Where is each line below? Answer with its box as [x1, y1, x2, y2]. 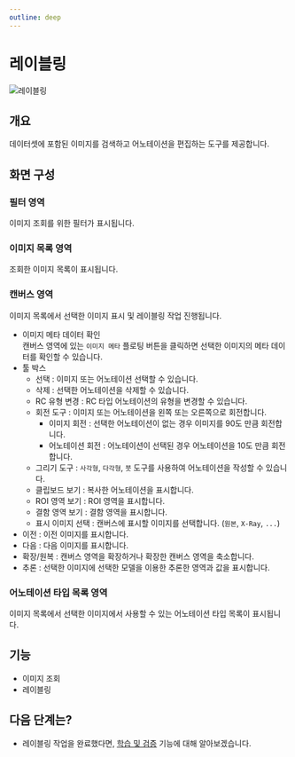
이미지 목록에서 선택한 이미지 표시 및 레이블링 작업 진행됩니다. [9, 310, 222, 320]
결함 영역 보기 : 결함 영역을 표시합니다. [35, 507, 168, 517]
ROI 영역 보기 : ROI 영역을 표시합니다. [35, 495, 166, 506]
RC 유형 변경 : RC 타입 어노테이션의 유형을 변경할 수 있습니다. [35, 396, 248, 406]
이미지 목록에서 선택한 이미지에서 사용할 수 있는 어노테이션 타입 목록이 [9, 608, 251, 619]
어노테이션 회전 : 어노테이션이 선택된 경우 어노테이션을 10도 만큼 [48, 440, 270, 451]
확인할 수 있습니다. [38, 351, 104, 362]
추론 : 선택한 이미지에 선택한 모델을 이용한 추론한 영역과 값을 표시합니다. [21, 562, 270, 572]
